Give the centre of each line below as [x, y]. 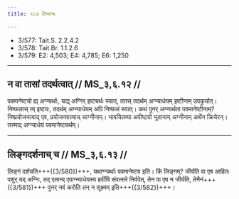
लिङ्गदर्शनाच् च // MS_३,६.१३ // [68, 154]
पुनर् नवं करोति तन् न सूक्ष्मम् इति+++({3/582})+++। [111, 188]
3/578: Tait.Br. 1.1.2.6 [48, 47]
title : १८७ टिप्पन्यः [32, 14]
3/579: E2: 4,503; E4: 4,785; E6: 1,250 [73, 55]
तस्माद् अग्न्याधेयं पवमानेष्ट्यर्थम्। [44, 125]
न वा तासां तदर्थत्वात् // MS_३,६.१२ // [74, 85]
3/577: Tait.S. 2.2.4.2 [48, 40]
